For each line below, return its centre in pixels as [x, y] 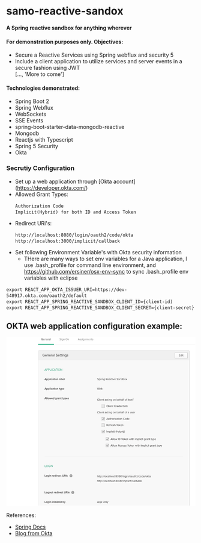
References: [21, 515]
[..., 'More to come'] [40, 74]
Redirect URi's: [33, 223]
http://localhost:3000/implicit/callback [67, 241]
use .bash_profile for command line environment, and [90, 265]
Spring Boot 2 [32, 101]
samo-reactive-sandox [65, 11]
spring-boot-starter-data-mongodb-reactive [70, 127]
